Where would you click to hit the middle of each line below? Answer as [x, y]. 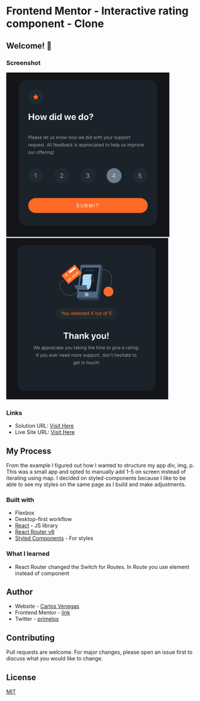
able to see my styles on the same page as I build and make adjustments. [96, 484]
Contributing [30, 638]
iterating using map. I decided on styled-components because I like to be [96, 478]
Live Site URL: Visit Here [45, 432]
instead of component [42, 573]
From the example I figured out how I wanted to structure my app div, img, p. [100, 465]
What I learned [28, 554]
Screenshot [23, 63]
